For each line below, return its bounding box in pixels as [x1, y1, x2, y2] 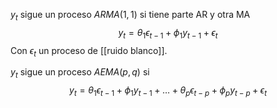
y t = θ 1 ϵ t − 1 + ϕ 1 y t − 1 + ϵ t [118, 26, 218, 41]
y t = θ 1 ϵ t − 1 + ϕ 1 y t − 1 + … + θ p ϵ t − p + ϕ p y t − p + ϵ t [69, 84, 267, 98]
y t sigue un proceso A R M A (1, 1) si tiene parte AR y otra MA [10, 9, 251, 23]
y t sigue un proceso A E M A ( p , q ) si [10, 66, 150, 81]
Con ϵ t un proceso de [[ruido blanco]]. [10, 44, 168, 59]
